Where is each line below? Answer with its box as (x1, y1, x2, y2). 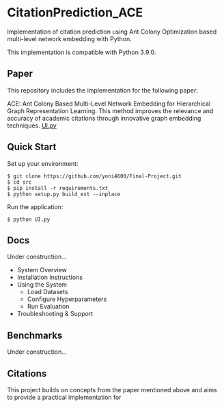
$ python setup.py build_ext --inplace (7, 191, 121, 197)
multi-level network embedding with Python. (7, 34, 132, 43)
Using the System (16, 280, 67, 289)
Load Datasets (27, 288, 68, 296)
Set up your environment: (7, 159, 79, 167)
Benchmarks (7, 329, 63, 341)
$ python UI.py (7, 216, 51, 223)
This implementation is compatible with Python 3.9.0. (7, 48, 156, 56)
